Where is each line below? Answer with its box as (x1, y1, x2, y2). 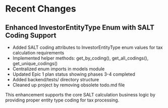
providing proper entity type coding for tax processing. (5, 97, 120, 103)
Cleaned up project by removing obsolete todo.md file (12, 82, 125, 88)
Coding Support (5, 31, 57, 39)
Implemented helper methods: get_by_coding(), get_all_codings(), (12, 55, 149, 61)
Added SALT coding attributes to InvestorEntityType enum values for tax (12, 44, 163, 50)
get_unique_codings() (12, 61, 58, 66)
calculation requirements (12, 50, 65, 56)
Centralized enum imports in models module (12, 66, 105, 72)
